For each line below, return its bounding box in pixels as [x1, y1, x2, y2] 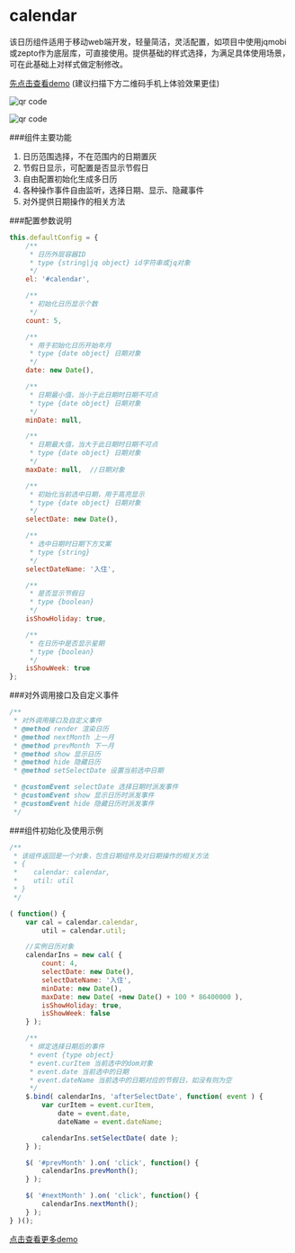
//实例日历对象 [25, 942, 75, 952]
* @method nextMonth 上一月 [13, 732, 115, 742]
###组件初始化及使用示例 [9, 825, 103, 836]
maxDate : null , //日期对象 [25, 465, 126, 474]
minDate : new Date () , [41, 984, 123, 993]
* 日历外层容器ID [29, 249, 86, 259]
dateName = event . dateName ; [57, 1117, 164, 1126]
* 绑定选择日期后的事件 [29, 1043, 105, 1052]
